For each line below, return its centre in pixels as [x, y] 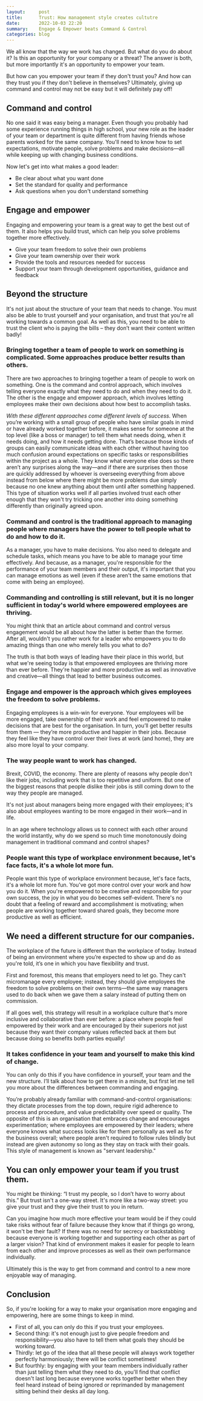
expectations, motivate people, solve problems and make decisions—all [95, 148]
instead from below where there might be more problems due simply [92, 480]
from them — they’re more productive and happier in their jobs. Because [96, 732]
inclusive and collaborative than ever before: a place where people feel [95, 1019]
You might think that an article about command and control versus [89, 626]
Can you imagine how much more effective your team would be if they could [101, 1219]
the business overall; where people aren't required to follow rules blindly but [101, 1138]
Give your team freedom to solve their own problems [81, 249]
